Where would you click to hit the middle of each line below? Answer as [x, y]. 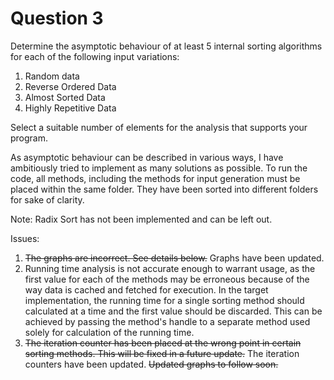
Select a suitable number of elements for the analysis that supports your [159, 127]
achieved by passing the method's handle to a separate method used [167, 321]
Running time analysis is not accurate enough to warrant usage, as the [170, 268]
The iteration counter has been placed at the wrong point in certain [163, 343]
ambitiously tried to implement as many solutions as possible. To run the [159, 168]
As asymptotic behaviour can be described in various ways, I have [147, 157]
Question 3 [57, 18]
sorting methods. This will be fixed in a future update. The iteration [162, 353]
